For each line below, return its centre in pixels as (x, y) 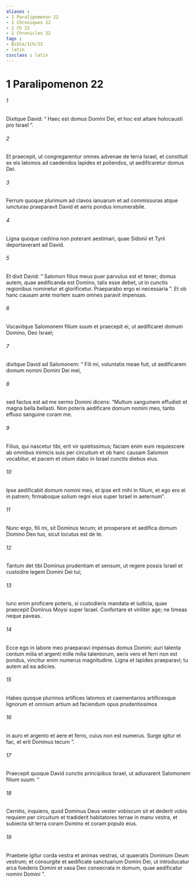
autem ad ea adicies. (31, 666)
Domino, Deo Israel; (30, 333)
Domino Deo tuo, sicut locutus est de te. (54, 534)
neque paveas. (24, 616)
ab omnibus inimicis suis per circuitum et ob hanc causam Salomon (87, 452)
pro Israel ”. (20, 125)
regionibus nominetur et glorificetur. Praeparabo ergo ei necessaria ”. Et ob (96, 288)
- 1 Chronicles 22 (28, 33)
